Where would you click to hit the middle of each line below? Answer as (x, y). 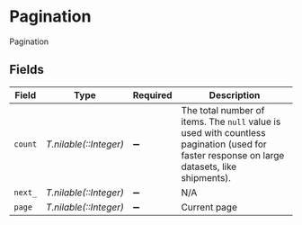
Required (152, 94)
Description (235, 94)
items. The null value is (231, 121)
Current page (209, 207)
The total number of (223, 110)
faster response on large (233, 155)
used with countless (223, 132)
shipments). (206, 177)
